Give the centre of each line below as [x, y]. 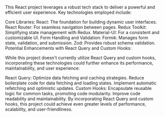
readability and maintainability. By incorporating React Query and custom [79, 99]
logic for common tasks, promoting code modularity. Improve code [73, 94]
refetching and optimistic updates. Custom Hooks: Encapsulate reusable [78, 88]
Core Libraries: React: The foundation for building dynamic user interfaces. [81, 22]
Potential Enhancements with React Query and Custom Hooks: [68, 48]
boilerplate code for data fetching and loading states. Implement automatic [81, 83]
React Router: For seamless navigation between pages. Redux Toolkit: [76, 27]
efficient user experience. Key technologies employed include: [68, 12]
